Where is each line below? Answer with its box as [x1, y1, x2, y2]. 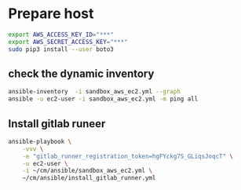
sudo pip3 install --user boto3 [8, 45, 114, 53]
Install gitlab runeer [8, 117, 106, 130]
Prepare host [8, 5, 94, 23]
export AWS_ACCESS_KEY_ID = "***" [8, 31, 114, 38]
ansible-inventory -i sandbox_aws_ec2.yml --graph [8, 88, 181, 96]
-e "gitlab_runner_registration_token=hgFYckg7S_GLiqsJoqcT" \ [22, 152, 234, 160]
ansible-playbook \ [8, 137, 72, 145]
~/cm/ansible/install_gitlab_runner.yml [22, 174, 156, 182]
